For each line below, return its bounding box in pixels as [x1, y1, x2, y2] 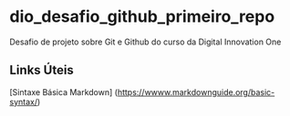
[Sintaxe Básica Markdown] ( [9, 86, 119, 97]
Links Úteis [9, 63, 75, 78]
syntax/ [9, 96, 38, 107]
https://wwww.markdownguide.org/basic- [117, 86, 275, 97]
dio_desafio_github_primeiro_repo [9, 6, 275, 27]
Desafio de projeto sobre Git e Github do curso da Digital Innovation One [9, 36, 282, 47]
